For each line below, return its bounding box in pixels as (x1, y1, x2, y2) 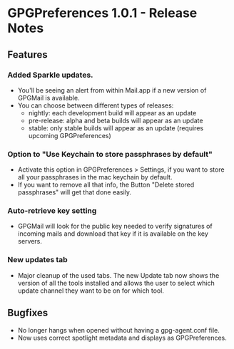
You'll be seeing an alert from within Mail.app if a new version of (17, 85, 207, 94)
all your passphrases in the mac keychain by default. (17, 173, 173, 182)
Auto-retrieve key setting (7, 206, 97, 216)
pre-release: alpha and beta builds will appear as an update (28, 116, 203, 125)
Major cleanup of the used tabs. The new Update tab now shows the (17, 271, 220, 279)
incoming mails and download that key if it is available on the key (17, 229, 209, 238)
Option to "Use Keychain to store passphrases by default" (7, 149, 213, 159)
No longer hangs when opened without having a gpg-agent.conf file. (17, 325, 220, 334)
